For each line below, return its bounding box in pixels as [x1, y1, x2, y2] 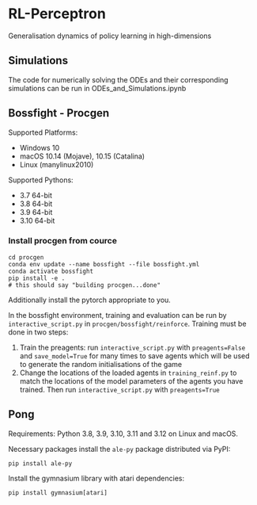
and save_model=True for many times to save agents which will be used [19, 350, 251, 361]
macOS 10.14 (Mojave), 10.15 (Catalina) [19, 151, 145, 161]
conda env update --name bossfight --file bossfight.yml [8, 260, 200, 268]
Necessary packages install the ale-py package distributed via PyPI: [8, 444, 231, 453]
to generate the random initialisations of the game [19, 359, 183, 369]
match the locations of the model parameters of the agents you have [19, 376, 244, 385]
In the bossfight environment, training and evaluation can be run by [8, 310, 227, 319]
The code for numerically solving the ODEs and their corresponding [8, 75, 229, 84]
